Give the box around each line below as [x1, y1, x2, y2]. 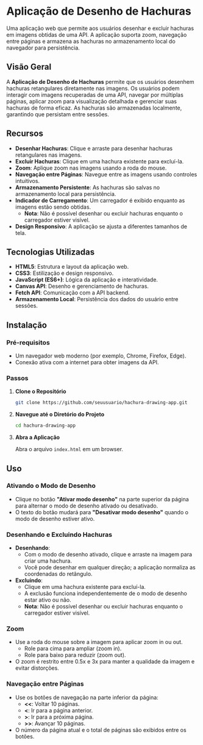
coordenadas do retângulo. [24, 571, 93, 578]
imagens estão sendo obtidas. [15, 203, 91, 211]
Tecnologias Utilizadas [6, 247, 95, 257]
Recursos [6, 129, 44, 139]
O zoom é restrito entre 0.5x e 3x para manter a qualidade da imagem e [15, 658, 195, 665]
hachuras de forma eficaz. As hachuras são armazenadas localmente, [6, 104, 182, 111]
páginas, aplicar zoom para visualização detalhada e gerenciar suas [6, 97, 177, 105]
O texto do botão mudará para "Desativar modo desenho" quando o [15, 508, 189, 515]
